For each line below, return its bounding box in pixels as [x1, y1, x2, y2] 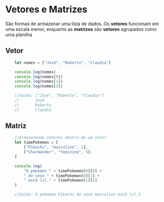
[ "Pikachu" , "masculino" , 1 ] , [24, 145, 88, 150]
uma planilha [5, 31, 32, 38]
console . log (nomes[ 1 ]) [14, 79, 63, 84]
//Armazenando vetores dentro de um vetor [14, 135, 107, 140]
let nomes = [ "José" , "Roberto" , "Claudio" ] [14, 60, 111, 65]
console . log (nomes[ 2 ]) [14, 84, 63, 89]
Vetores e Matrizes [5, 4, 88, 15]
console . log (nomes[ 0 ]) [14, 74, 63, 79]
